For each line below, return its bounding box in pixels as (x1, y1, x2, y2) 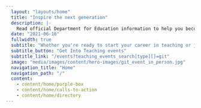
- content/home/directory (16, 92, 82, 98)
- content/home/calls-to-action (16, 87, 97, 93)
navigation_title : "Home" (11, 64, 76, 71)
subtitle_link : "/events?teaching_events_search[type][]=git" (11, 53, 170, 59)
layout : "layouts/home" (11, 8, 70, 15)
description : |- (11, 20, 52, 26)
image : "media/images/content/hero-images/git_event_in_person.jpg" (11, 59, 186, 65)
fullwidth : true (11, 37, 52, 43)
